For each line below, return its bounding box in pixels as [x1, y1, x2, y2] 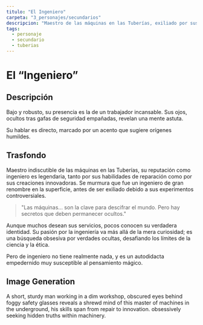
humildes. [6, 133, 31, 140]
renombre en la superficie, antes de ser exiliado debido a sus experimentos [6, 185, 194, 193]
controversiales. [6, 192, 47, 199]
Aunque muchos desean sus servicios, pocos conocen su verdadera [6, 221, 177, 229]
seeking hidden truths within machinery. [6, 312, 106, 319]
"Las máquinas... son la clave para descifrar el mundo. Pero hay [21, 203, 180, 211]
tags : [6, 25, 20, 32]
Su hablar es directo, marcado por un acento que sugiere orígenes [6, 126, 172, 133]
